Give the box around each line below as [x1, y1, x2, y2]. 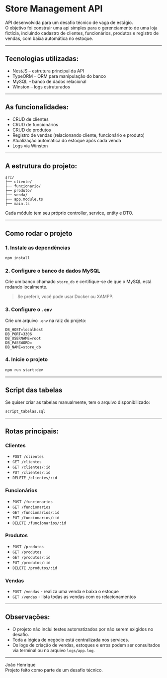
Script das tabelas [5, 386, 63, 394]
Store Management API [5, 3, 103, 14]
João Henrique [5, 662, 36, 668]
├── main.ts [5, 201, 30, 206]
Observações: [5, 613, 50, 622]
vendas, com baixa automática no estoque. [5, 35, 93, 41]
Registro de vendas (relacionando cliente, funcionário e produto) [12, 132, 145, 138]
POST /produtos [12, 544, 44, 549]
